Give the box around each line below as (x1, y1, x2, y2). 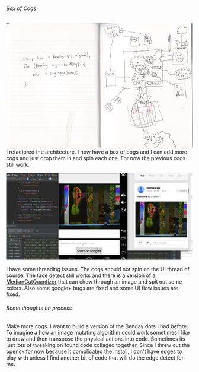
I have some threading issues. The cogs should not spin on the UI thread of (6, 266, 190, 273)
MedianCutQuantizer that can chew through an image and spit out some (6, 278, 182, 285)
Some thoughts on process (6, 304, 72, 311)
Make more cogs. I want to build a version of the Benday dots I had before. (6, 323, 188, 330)
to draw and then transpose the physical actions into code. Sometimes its (6, 335, 185, 342)
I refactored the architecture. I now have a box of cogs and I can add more (6, 148, 188, 155)
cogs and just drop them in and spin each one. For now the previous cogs (6, 154, 186, 161)
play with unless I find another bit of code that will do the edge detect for (6, 354, 184, 361)
